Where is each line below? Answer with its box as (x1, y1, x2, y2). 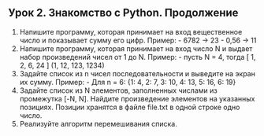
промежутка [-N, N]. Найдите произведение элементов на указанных (19, 94, 255, 103)
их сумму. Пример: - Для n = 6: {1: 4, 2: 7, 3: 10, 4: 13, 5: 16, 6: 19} (19, 77, 236, 86)
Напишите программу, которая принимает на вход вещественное (19, 27, 243, 36)
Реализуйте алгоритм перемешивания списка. (19, 119, 177, 128)
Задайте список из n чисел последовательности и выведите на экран (19, 68, 256, 78)
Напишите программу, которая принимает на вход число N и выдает (19, 43, 253, 53)
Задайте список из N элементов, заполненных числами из (19, 86, 218, 95)
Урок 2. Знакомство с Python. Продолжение (8, 6, 239, 20)
